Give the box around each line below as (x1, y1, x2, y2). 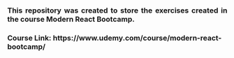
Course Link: (7, 33, 52, 43)
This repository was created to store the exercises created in (7, 6, 228, 15)
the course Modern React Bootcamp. (7, 14, 135, 24)
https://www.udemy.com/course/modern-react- (52, 33, 222, 43)
